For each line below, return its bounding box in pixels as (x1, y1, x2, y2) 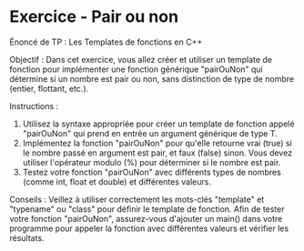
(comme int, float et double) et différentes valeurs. (22, 176, 212, 187)
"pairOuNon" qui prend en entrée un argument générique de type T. (22, 127, 278, 138)
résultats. (9, 232, 45, 243)
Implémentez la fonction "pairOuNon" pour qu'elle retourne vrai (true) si (22, 137, 293, 148)
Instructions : (9, 100, 59, 111)
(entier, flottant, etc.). (9, 83, 89, 94)
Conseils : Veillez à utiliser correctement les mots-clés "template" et (9, 194, 265, 205)
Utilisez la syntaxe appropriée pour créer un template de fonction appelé (22, 118, 295, 129)
